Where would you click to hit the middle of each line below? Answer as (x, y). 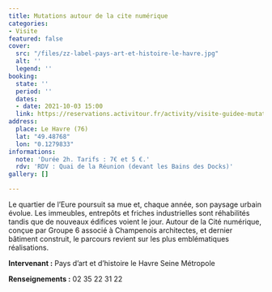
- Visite (23, 31)
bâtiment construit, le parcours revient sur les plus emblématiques (119, 239)
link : (25, 114)
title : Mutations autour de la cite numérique (88, 16)
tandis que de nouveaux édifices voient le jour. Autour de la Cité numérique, (135, 221)
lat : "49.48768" (43, 136)
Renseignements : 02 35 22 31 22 (66, 279)
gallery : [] (28, 174)
